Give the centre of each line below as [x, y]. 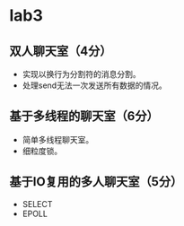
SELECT [37, 204]
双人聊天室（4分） [61, 51]
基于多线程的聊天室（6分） [84, 116]
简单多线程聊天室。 [58, 139]
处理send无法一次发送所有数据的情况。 [95, 85]
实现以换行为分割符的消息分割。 [81, 74]
